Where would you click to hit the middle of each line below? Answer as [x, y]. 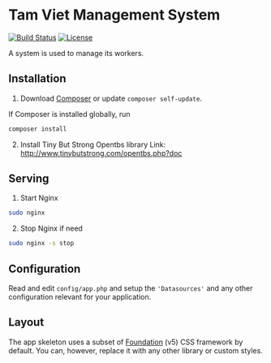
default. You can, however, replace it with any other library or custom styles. [136, 350]
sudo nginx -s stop [41, 244]
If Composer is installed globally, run [70, 114]
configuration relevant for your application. [80, 297]
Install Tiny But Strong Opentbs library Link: [93, 145]
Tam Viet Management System [114, 15]
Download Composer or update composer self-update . [111, 98]
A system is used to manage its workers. [76, 53]
